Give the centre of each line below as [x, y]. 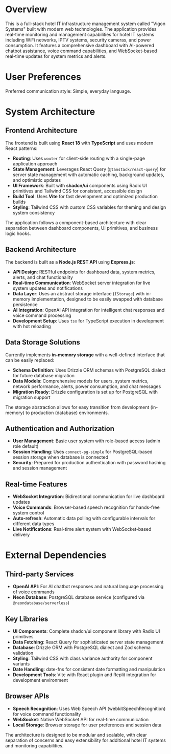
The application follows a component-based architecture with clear [76, 222]
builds [19, 202]
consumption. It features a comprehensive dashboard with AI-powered [80, 45]
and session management [40, 468]
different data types [33, 524]
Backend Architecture [41, 250]
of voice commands [33, 592]
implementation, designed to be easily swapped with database [97, 299]
